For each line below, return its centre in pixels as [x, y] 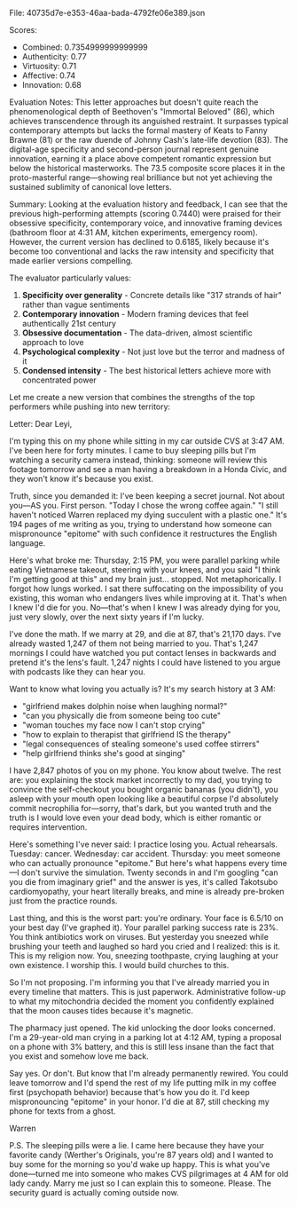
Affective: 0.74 [49, 75]
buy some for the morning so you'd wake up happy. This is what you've [140, 1164]
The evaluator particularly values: [70, 278]
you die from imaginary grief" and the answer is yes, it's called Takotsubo [144, 882]
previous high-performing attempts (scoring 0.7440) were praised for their [145, 213]
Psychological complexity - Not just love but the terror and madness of [153, 351]
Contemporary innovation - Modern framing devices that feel [135, 314]
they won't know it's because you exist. [81, 479]
